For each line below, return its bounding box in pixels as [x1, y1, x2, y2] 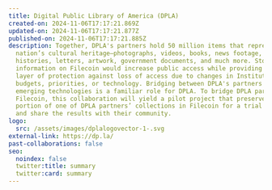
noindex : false [15, 154, 67, 163]
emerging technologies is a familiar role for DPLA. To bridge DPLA [15, 87, 252, 95]
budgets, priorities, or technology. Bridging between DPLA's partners [15, 79, 263, 87]
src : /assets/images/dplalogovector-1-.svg [15, 125, 164, 133]
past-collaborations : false [8, 139, 104, 148]
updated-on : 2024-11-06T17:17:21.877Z [8, 27, 139, 35]
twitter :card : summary [15, 170, 92, 178]
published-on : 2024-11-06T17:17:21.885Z [8, 34, 147, 43]
